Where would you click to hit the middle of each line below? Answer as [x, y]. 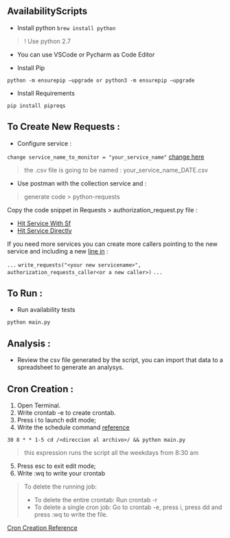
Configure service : [44, 143]
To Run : [25, 294]
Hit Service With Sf [44, 223]
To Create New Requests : [64, 127]
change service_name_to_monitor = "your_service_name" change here [106, 157]
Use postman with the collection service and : [82, 183]
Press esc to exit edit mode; [56, 466]
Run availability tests [46, 310]
